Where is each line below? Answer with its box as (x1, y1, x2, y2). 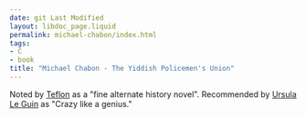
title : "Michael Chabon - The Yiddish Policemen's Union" (9, 64, 235, 74)
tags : (9, 38, 30, 48)
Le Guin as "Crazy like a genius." (9, 98, 132, 109)
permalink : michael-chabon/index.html (9, 30, 157, 39)
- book (9, 55, 35, 64)
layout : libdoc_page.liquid (9, 22, 117, 31)
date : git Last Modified (9, 13, 104, 23)
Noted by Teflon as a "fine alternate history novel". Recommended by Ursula (9, 88, 297, 100)
